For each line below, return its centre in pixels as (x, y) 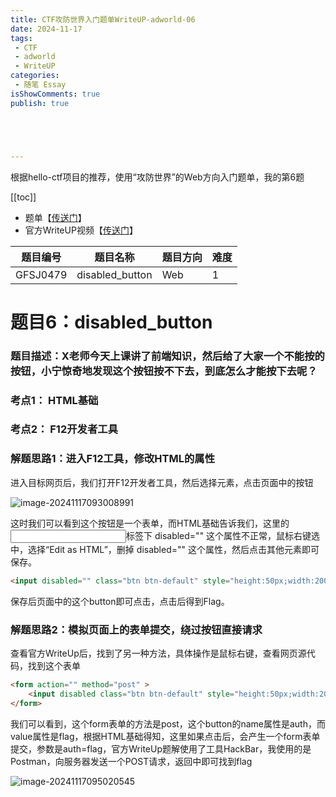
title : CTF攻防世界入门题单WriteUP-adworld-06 (103, 19)
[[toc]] (23, 197)
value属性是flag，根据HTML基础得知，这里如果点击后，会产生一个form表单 (165, 736)
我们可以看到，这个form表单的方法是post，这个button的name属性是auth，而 (168, 723)
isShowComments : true (55, 94)
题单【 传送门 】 (55, 217)
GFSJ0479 (41, 274)
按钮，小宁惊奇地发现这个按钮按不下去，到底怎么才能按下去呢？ (164, 371)
